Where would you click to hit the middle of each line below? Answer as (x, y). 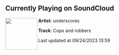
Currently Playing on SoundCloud (60, 8)
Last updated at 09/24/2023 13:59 (74, 40)
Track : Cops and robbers (65, 31)
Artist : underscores (59, 20)
